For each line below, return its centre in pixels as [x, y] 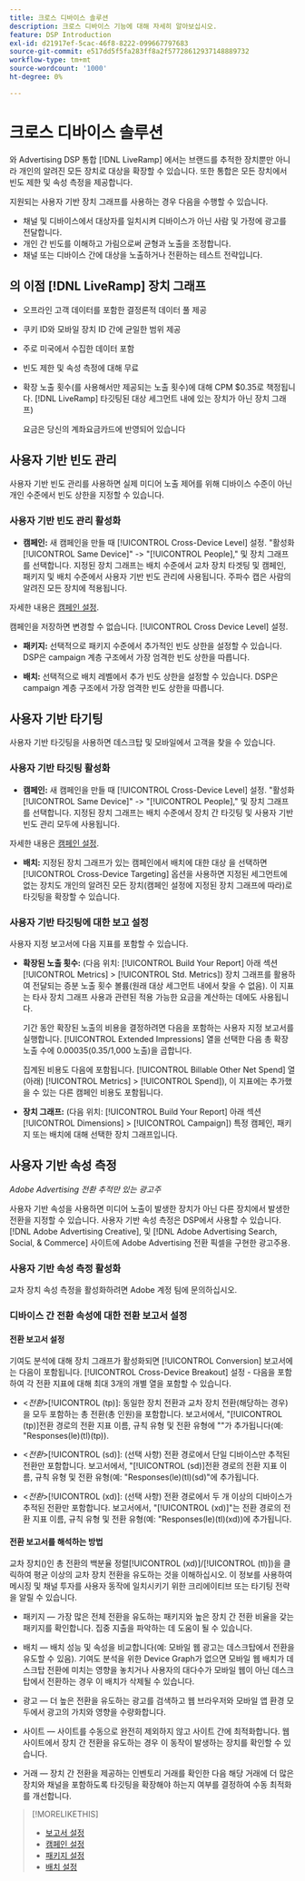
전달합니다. [42, 231]
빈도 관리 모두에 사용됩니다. [71, 823]
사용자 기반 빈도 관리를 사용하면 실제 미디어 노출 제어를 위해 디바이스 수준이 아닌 [151, 484]
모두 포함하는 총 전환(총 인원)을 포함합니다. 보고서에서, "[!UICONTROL [157, 1414]
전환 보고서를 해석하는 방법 [56, 1541]
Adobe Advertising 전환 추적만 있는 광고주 [85, 1189]
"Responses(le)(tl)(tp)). [65, 1436]
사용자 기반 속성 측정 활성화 [65, 1268]
